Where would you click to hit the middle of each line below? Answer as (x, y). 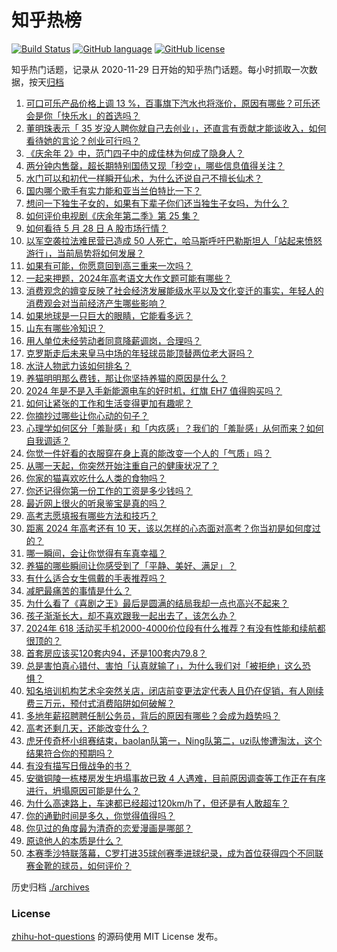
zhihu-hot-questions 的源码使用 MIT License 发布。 (117, 937)
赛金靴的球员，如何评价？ (78, 865)
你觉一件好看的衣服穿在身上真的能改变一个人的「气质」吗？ (148, 453)
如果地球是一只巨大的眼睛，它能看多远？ (109, 315)
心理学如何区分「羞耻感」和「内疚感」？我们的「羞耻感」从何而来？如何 (174, 428)
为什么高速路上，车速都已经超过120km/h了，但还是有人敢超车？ (157, 803)
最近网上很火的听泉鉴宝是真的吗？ (96, 503)
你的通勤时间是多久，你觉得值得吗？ (100, 815)
